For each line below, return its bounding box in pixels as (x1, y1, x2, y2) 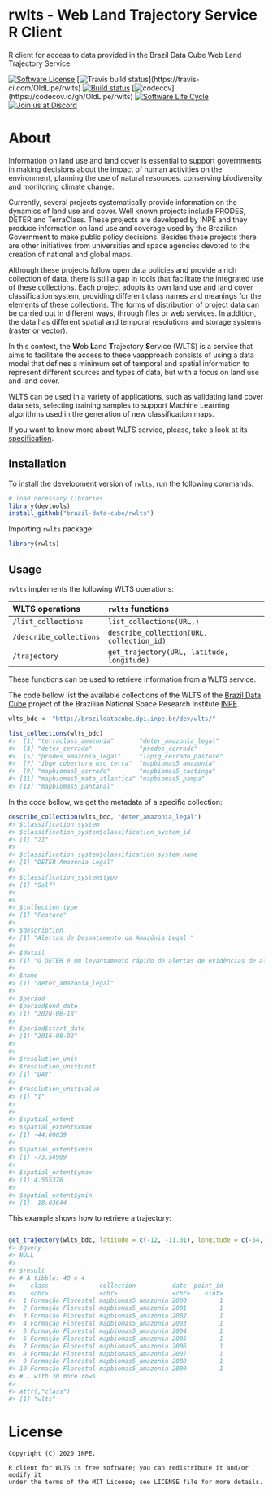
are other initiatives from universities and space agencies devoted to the (8, 240, 250, 250)
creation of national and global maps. (8, 249, 133, 259)
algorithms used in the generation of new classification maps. (8, 408, 215, 418)
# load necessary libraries (8, 494, 104, 502)
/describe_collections (12, 632, 100, 641)
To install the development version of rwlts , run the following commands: (8, 478, 254, 488)
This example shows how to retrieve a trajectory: (8, 1213, 172, 1223)
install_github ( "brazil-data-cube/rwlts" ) (8, 509, 154, 518)
